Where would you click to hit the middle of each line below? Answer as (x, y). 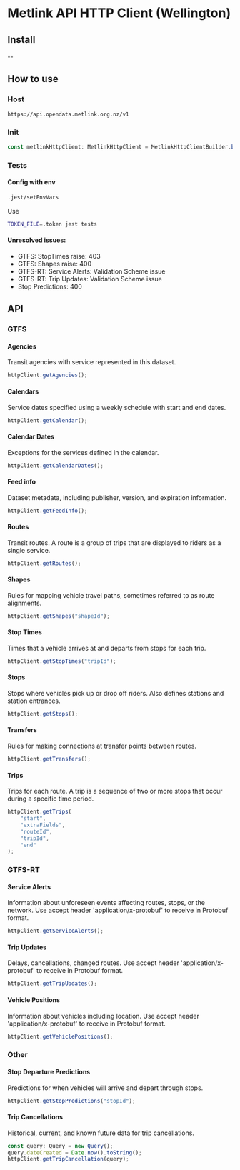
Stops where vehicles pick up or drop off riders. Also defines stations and (116, 693)
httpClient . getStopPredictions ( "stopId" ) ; (71, 1101)
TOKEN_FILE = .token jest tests (52, 224)
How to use (33, 79)
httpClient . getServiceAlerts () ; (55, 931)
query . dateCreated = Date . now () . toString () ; (75, 1152)
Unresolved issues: (37, 240)
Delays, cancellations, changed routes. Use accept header (94, 963)
